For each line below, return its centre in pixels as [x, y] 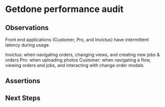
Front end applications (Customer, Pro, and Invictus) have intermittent [77, 39]
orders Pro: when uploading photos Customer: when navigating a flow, [78, 60]
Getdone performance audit [64, 9]
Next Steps [23, 98]
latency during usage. [28, 45]
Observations [27, 28]
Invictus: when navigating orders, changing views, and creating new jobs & [82, 54]
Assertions [23, 81]
